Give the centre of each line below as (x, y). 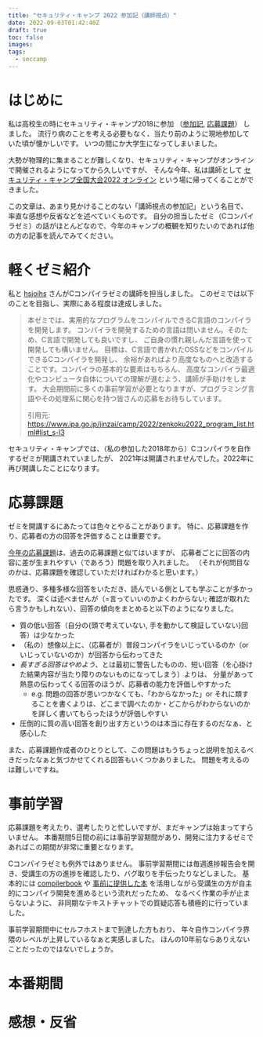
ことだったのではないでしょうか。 (63, 949)
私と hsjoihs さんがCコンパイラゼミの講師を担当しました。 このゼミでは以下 (131, 293)
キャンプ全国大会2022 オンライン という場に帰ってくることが (148, 179)
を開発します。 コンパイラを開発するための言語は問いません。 (127, 330)
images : (21, 45)
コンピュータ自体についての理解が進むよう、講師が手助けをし (141, 378)
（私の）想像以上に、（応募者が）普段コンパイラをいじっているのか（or (134, 644)
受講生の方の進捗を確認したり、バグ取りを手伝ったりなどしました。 (131, 873)
